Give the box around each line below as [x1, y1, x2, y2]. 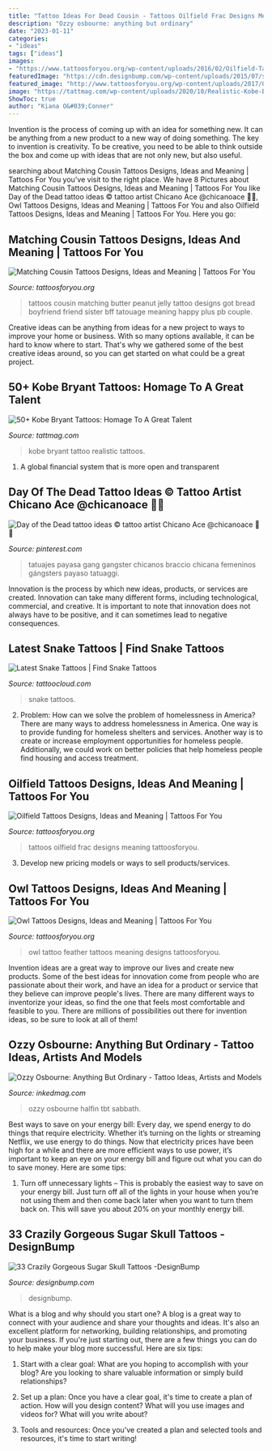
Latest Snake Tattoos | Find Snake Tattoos [8, 641, 225, 655]
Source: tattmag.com [8, 430, 79, 440]
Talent [8, 393, 41, 407]
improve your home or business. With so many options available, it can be [8, 331, 255, 340]
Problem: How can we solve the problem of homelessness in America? [19, 710, 256, 720]
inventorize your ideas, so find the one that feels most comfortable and [8, 998, 245, 1007]
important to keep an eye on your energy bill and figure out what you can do [8, 1154, 262, 1163]
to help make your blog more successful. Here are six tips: [8, 1343, 203, 1353]
